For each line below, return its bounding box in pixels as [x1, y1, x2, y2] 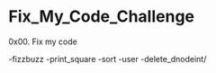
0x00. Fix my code [8, 36, 77, 47]
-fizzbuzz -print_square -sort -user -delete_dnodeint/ [8, 53, 207, 64]
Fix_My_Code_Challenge [8, 6, 195, 27]
